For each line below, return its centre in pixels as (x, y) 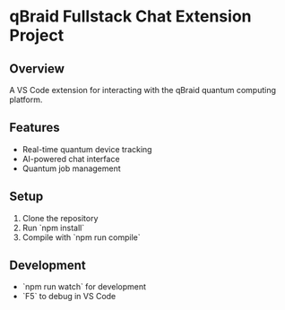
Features (35, 128)
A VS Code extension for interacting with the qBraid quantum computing (142, 90)
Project (37, 35)
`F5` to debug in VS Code (69, 297)
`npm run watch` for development (84, 287)
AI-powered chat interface (71, 159)
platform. (26, 99)
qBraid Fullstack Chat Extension (130, 17)
